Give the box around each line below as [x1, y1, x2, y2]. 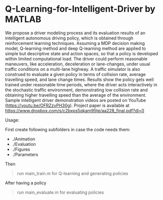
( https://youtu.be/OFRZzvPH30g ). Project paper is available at [5, 102, 130, 108]
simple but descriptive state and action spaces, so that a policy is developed [5, 50, 158, 57]
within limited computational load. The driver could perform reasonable [5, 56, 147, 61]
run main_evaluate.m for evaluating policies [17, 189, 104, 195]
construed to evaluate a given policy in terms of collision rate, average [5, 71, 146, 77]
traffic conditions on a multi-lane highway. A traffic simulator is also [5, 66, 140, 72]
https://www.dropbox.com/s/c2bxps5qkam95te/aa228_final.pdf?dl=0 [5, 107, 145, 113]
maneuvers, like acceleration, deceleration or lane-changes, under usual [5, 61, 150, 67]
